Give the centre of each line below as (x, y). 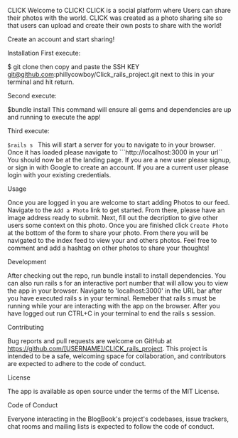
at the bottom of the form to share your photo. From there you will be (108, 233)
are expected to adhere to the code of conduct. (77, 364)
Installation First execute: (44, 53)
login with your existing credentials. (59, 175)
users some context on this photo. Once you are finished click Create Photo (118, 225)
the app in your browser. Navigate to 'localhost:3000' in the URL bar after (115, 291)
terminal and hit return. (41, 82)
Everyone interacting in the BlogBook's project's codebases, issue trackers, (118, 419)
